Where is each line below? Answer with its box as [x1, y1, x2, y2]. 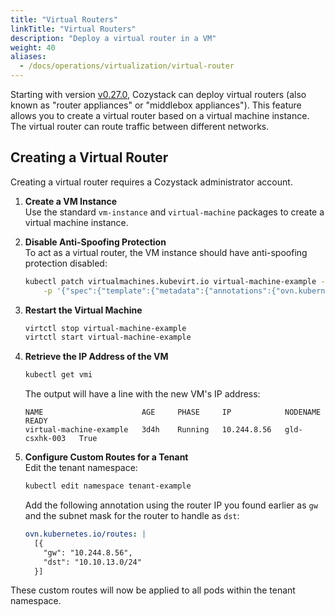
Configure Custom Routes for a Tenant [24, 451, 189, 463]
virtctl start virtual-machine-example [24, 332, 192, 343]
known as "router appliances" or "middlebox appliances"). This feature [10, 99, 302, 111]
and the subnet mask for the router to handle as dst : [24, 510, 240, 522]
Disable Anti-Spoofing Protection [24, 236, 167, 248]
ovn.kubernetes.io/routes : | [24, 529, 147, 540]
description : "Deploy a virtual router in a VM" [10, 33, 217, 43]
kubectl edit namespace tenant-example [24, 481, 192, 491]
